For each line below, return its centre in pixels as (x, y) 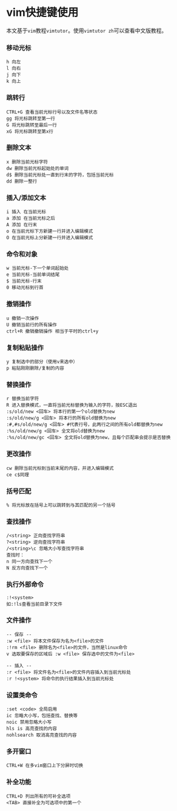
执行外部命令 (25, 585)
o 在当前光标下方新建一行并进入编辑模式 (50, 231)
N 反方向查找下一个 (27, 568)
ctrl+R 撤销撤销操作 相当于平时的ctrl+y (52, 331)
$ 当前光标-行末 (24, 281)
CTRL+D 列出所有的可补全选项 (38, 796)
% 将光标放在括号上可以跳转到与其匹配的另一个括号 (61, 505)
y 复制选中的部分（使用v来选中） (42, 362)
